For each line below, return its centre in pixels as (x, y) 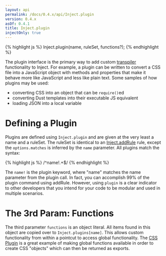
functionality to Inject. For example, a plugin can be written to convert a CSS (83, 67)
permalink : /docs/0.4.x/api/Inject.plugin (50, 14)
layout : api (17, 10)
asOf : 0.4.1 (17, 24)
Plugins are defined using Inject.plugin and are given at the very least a (80, 137)
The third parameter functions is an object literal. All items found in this (78, 227)
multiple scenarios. (25, 193)
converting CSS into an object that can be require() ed (68, 93)
